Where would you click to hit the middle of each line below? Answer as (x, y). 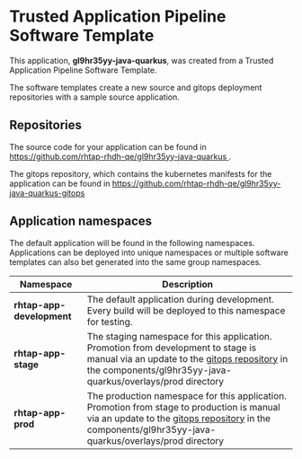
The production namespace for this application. (187, 395)
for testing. (110, 322)
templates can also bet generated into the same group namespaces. (136, 261)
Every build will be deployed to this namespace (186, 310)
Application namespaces (81, 221)
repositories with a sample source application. (94, 97)
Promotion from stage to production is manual (183, 407)
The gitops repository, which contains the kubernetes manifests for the (141, 173)
